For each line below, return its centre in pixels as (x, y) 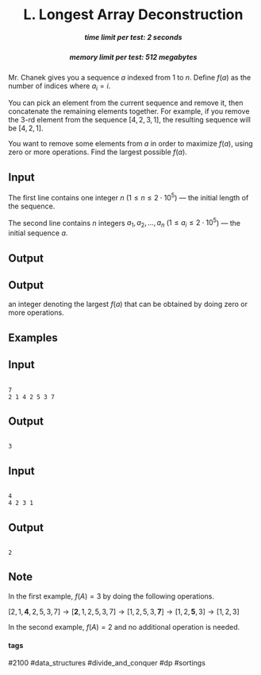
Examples (33, 337)
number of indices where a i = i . (59, 87)
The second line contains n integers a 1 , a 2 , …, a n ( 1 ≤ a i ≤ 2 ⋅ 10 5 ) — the (124, 223)
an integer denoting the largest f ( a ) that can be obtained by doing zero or (128, 305)
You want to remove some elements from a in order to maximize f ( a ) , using (131, 144)
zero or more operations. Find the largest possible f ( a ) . (98, 152)
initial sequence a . (38, 233)
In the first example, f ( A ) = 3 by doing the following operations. (111, 596)
